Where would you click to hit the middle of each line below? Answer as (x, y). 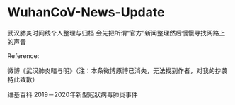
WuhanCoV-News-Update (86, 12)
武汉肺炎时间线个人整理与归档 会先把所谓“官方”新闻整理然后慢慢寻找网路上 (116, 33)
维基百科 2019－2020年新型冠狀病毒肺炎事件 (73, 94)
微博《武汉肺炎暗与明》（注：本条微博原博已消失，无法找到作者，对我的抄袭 (117, 70)
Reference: (23, 56)
